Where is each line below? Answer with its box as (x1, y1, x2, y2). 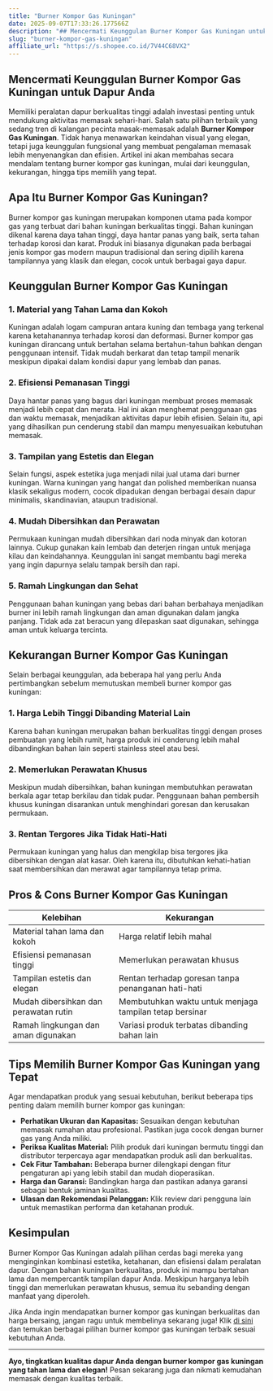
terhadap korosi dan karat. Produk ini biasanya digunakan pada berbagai (8, 238, 252, 248)
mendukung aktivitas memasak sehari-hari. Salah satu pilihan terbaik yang (8, 115, 258, 125)
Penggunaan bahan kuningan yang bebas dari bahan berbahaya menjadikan (8, 599, 264, 608)
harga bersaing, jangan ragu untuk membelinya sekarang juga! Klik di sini (8, 1315, 253, 1325)
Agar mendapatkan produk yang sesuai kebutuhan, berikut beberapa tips (8, 1091, 253, 1101)
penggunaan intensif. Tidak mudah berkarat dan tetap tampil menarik (8, 348, 240, 358)
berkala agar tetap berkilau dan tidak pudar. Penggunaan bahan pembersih (8, 791, 260, 801)
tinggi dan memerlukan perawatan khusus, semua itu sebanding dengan (8, 1282, 250, 1292)
